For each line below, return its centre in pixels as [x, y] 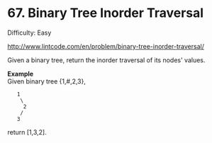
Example [21, 74]
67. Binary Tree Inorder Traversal [106, 13]
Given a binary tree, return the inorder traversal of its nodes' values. [106, 60]
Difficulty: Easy [29, 33]
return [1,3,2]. [27, 132]
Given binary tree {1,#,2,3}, [47, 81]
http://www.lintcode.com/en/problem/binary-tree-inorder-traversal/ [106, 46]
